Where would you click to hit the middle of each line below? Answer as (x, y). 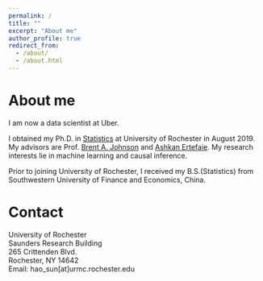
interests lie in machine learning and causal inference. (98, 155)
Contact (36, 212)
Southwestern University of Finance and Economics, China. (107, 180)
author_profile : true (45, 38)
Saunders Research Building (55, 243)
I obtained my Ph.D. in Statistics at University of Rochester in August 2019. (132, 138)
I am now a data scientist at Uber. (64, 122)
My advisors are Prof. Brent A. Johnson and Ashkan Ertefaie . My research (131, 147)
